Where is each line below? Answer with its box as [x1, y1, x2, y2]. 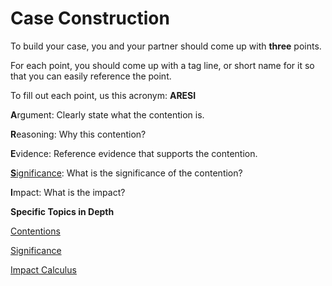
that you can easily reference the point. [10, 70, 172, 82]
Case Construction [10, 7, 170, 30]
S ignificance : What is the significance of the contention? [10, 167, 243, 179]
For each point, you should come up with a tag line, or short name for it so [10, 59, 315, 71]
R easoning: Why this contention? [10, 128, 147, 140]
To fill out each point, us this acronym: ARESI [10, 89, 197, 101]
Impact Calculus [10, 263, 77, 276]
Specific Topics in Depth [10, 205, 115, 217]
